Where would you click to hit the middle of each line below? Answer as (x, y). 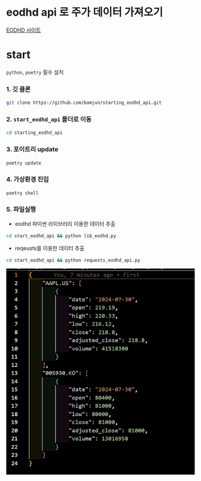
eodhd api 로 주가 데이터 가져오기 (85, 12)
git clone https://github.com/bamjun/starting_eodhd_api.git (84, 103)
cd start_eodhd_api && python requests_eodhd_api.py (73, 260)
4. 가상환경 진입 (28, 180)
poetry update (24, 163)
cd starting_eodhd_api (34, 133)
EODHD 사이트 (24, 30)
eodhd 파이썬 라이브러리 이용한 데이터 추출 (65, 223)
